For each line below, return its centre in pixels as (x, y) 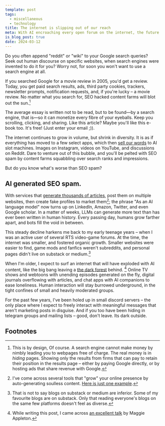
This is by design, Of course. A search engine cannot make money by (82, 348)
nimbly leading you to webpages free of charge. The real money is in (82, 353)
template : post (21, 10)
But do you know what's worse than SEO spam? (54, 168)
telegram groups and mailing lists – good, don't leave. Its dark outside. (76, 316)
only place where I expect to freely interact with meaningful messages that (81, 305)
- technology (23, 23)
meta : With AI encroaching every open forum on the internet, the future (82, 33)
